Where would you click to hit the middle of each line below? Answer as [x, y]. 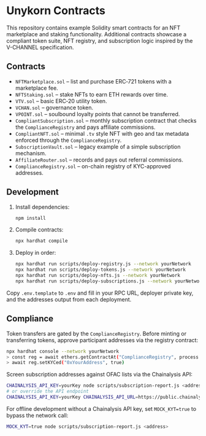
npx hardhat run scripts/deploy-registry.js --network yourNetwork [103, 264]
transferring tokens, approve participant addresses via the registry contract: [102, 340]
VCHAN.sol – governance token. [54, 107]
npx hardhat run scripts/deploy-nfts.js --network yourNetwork [98, 276]
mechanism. [31, 153]
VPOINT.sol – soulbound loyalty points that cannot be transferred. [97, 114]
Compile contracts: [39, 230]
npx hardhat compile [41, 241]
